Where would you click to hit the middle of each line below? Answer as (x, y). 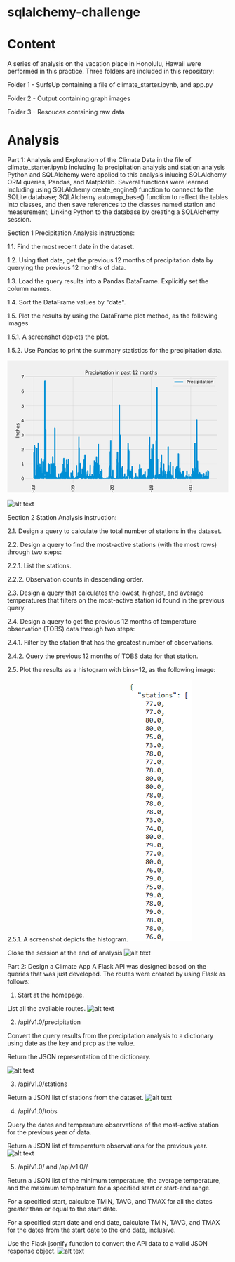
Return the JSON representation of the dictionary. (79, 1057)
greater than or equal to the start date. (62, 1209)
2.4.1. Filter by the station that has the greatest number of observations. (110, 643)
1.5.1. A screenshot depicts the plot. (58, 337)
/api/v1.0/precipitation (49, 1022)
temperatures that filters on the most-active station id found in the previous (116, 600)
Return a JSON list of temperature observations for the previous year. (108, 1146)
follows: (19, 981)
